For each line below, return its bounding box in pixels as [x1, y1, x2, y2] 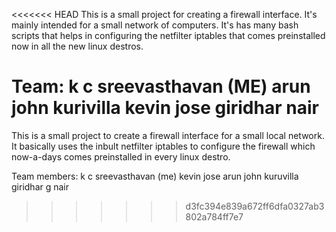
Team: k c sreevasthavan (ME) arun [11, 75, 311, 98]
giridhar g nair [11, 180, 70, 193]
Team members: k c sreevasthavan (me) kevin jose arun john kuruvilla [11, 170, 299, 182]
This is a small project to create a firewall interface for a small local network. [11, 129, 325, 141]
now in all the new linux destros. [11, 40, 144, 52]
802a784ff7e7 [185, 210, 244, 223]
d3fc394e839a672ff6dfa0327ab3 [185, 200, 325, 212]
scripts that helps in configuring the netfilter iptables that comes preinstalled [11, 30, 326, 41]
